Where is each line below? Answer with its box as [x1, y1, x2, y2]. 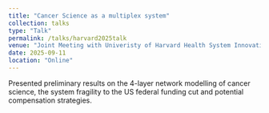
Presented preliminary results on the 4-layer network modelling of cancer [8, 78, 251, 88]
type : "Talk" [8, 26, 52, 34]
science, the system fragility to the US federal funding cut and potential [8, 87, 244, 96]
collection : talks [8, 19, 70, 27]
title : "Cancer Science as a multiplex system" [8, 11, 171, 20]
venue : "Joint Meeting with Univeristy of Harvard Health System [8, 42, 231, 50]
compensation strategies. [8, 95, 92, 105]
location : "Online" [8, 57, 74, 65]
